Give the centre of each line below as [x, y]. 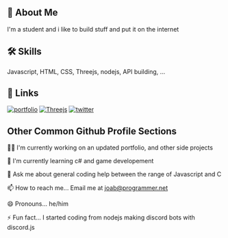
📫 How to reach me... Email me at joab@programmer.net [88, 188]
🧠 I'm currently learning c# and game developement [80, 161]
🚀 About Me [33, 13]
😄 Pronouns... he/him [38, 204]
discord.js [21, 228]
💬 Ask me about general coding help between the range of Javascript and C [114, 174]
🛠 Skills [25, 52]
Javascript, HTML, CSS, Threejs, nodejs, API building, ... [86, 71]
